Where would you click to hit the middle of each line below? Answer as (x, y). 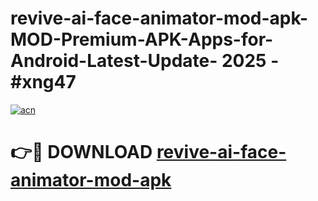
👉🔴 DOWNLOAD (81, 152)
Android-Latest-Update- (114, 61)
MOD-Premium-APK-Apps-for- (142, 39)
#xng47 (43, 82)
